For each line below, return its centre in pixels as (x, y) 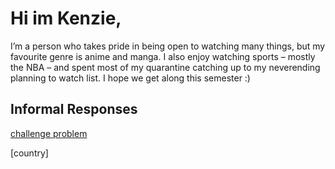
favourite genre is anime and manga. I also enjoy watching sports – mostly (163, 56)
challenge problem (49, 133)
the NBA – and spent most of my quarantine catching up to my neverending (165, 67)
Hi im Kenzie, (66, 18)
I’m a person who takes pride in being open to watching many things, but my (168, 46)
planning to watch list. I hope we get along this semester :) (130, 78)
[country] (29, 153)
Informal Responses (74, 109)
